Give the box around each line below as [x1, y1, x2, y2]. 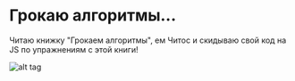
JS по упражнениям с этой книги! [9, 44, 139, 54]
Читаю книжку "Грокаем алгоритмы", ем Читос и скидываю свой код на [9, 35, 287, 45]
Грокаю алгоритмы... [9, 5, 177, 26]
